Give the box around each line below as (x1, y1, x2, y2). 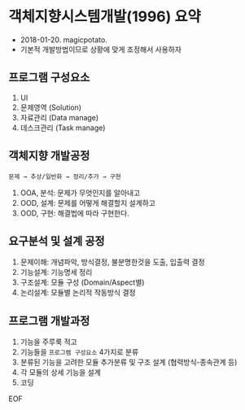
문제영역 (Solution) (20, 102, 82, 112)
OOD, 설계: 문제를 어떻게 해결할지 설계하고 (20, 198, 156, 207)
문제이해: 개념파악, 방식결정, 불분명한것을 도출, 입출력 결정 (20, 257, 205, 267)
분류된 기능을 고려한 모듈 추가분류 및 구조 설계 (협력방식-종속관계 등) (20, 357, 238, 367)
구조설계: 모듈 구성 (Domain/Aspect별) (20, 277, 145, 287)
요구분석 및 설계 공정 (8, 233, 105, 248)
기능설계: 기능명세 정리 (20, 268, 93, 277)
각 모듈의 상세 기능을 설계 (20, 368, 102, 377)
